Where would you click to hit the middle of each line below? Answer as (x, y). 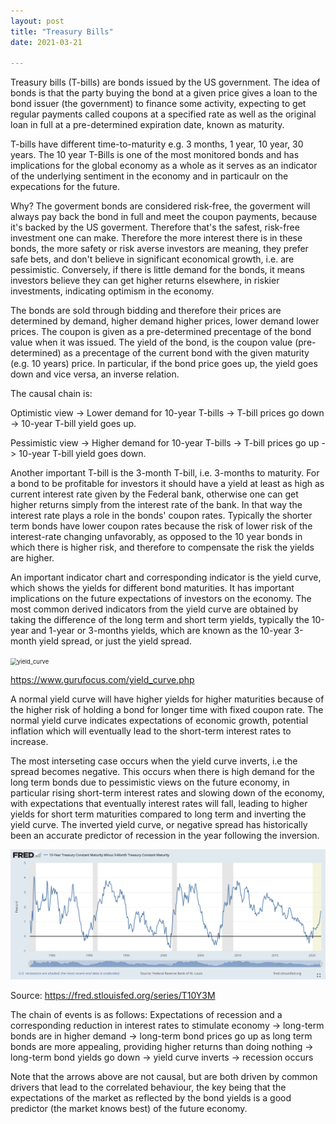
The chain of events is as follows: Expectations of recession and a (146, 1015)
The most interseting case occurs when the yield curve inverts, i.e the (154, 761)
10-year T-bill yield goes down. (82, 454)
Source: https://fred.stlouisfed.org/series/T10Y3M (113, 996)
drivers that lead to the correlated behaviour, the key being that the (148, 1087)
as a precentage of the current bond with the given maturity (186, 353)
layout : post (37, 21)
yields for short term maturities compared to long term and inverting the (158, 814)
